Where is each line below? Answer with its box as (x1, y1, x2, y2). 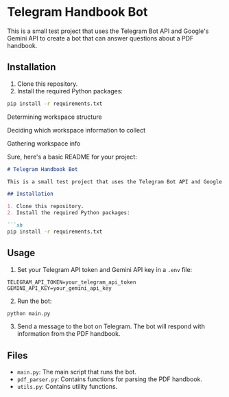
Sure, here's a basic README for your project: (7, 152, 137, 161)
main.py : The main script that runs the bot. (16, 368, 137, 376)
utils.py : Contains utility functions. (16, 383, 118, 391)
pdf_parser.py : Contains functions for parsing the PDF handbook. (16, 375, 202, 383)
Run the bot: (16, 297, 52, 305)
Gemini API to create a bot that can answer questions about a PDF (7, 34, 194, 42)
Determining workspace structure (7, 113, 102, 121)
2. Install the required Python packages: (7, 209, 130, 216)
